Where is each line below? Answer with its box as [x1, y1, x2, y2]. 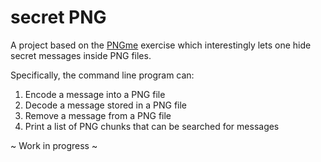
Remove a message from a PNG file [24, 109, 172, 121]
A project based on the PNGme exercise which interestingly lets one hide [10, 39, 312, 51]
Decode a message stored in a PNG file [24, 99, 188, 111]
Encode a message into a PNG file [24, 88, 166, 100]
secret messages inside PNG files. [10, 49, 152, 61]
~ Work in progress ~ [10, 139, 98, 151]
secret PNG [10, 6, 107, 29]
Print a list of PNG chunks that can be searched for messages [24, 120, 280, 132]
